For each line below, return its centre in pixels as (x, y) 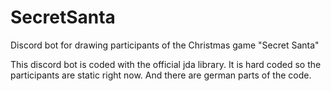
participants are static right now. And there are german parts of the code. (161, 75)
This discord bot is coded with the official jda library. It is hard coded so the (166, 64)
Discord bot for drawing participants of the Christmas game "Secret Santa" (165, 45)
